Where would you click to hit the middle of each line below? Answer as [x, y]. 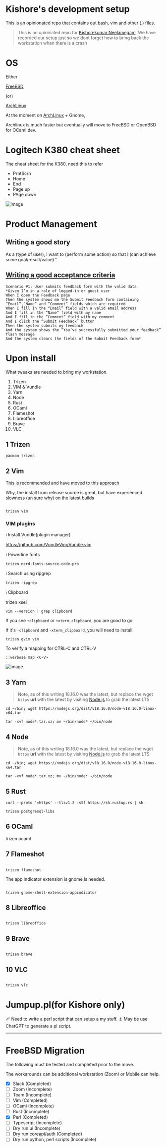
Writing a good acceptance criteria [60, 275]
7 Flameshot [25, 854]
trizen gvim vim [22, 639]
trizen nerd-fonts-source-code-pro [42, 564]
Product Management [51, 224]
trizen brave [19, 954]
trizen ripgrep [21, 583]
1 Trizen [18, 444]
